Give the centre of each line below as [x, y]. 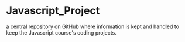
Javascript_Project [53, 11]
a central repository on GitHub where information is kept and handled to [93, 26]
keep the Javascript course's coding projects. [61, 32]
